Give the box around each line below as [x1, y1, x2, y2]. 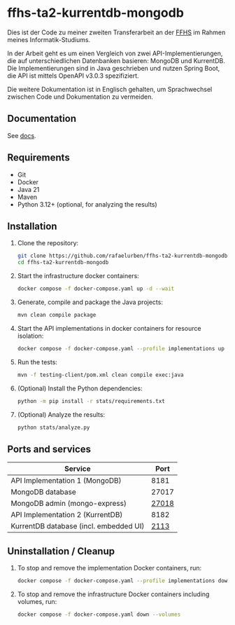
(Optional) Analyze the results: [17, 410, 106, 418]
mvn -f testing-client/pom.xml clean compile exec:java [17, 371, 184, 378]
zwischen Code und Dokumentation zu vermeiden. [7, 92, 154, 101]
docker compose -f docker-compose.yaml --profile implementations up [17, 345, 225, 352]
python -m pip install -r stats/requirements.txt [17, 397, 166, 404]
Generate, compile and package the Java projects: [17, 298, 163, 306]
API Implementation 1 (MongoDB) [10, 476, 122, 486]
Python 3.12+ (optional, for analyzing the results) [17, 200, 157, 208]
